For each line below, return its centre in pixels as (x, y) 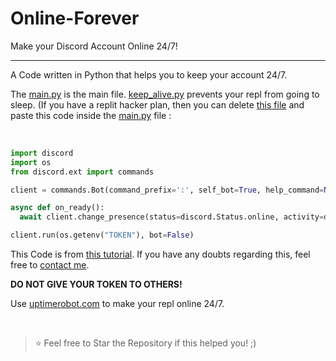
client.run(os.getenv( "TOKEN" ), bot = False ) (102, 235)
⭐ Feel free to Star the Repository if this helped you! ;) (145, 343)
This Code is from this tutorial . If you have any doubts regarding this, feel (160, 254)
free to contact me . (50, 265)
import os (31, 162)
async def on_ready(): (57, 208)
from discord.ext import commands (82, 172)
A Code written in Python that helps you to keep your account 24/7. (149, 74)
